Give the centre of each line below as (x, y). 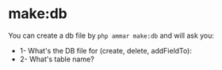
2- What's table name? (57, 59)
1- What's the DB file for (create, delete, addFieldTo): (106, 50)
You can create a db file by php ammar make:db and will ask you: (111, 35)
